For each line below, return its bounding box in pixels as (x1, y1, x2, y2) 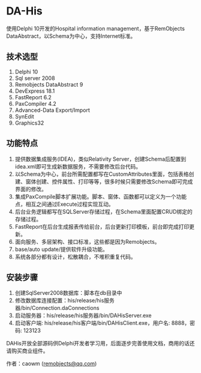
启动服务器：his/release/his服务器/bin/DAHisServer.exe (14, 312, 152, 319)
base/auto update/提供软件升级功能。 (14, 245, 108, 253)
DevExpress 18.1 (14, 87, 55, 94)
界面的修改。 (14, 185, 47, 193)
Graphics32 (14, 119, 44, 126)
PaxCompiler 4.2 (14, 100, 56, 107)
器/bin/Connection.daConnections (14, 304, 100, 312)
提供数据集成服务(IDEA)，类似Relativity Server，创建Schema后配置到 (14, 155, 187, 162)
